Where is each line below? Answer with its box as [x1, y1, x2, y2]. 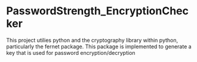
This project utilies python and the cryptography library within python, [6, 36, 178, 44]
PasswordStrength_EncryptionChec [6, 4, 189, 18]
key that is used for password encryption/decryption [6, 49, 136, 56]
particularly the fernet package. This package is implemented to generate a [6, 43, 192, 50]
